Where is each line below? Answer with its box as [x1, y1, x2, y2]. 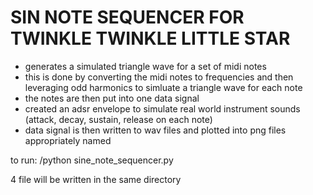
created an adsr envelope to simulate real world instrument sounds [24, 102, 301, 115]
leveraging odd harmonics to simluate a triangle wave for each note [24, 81, 303, 93]
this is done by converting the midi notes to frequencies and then [24, 71, 294, 83]
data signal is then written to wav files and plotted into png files [24, 124, 287, 136]
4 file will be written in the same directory [10, 173, 182, 185]
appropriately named [24, 134, 112, 146]
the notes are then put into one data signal [24, 92, 200, 104]
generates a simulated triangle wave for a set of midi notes [24, 60, 267, 72]
